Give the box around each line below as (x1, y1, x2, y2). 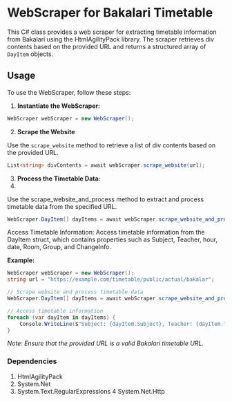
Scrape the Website (17, 127, 75, 136)
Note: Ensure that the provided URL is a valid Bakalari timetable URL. (7, 339, 204, 347)
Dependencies (7, 356, 57, 366)
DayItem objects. (7, 50, 54, 58)
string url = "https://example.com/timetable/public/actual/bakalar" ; (7, 276, 215, 283)
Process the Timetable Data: (17, 174, 101, 183)
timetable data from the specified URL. (7, 202, 117, 210)
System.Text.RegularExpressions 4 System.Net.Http (17, 387, 166, 395)
